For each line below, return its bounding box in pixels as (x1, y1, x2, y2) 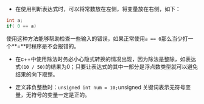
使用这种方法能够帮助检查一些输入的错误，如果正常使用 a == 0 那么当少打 (6, 35, 188, 42)
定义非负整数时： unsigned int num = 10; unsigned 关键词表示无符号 (15, 83, 186, 91)
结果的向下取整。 (15, 71, 58, 78)
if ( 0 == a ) (6, 23, 37, 29)
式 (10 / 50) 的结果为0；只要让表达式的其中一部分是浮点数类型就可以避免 (15, 63, 199, 70)
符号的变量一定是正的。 (31, 91, 90, 99)
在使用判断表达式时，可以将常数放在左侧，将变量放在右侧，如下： (15, 5, 181, 12)
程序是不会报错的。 (31, 42, 80, 50)
